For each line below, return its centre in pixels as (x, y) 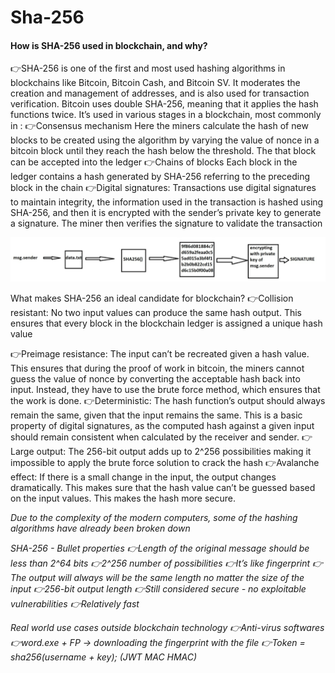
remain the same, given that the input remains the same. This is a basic (156, 415)
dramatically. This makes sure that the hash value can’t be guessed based (163, 488)
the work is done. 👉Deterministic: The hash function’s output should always (168, 401)
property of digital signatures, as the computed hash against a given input (162, 426)
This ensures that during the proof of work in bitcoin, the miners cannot (157, 368)
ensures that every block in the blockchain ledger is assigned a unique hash (166, 323)
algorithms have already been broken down (100, 528)
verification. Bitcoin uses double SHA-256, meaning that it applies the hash (164, 104)
